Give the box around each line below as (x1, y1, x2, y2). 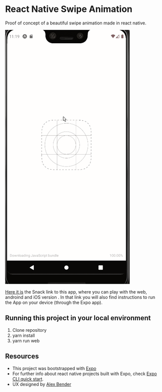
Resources (5, 352, 39, 361)
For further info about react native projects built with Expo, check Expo (12, 371, 157, 377)
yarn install (12, 332, 35, 338)
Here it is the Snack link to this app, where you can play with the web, (5, 289, 147, 294)
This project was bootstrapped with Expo (12, 365, 97, 371)
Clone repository (12, 327, 47, 333)
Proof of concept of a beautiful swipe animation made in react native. (5, 20, 147, 26)
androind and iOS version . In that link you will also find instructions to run (5, 294, 156, 300)
